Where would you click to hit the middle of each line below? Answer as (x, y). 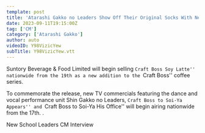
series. (15, 81)
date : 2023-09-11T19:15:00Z (42, 23)
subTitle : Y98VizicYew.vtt (41, 52)
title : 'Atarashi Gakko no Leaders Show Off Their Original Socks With (99, 18)
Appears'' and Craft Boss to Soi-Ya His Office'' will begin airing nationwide (101, 106)
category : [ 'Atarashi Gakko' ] (45, 35)
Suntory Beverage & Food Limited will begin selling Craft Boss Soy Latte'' (101, 69)
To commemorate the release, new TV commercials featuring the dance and (102, 93)
